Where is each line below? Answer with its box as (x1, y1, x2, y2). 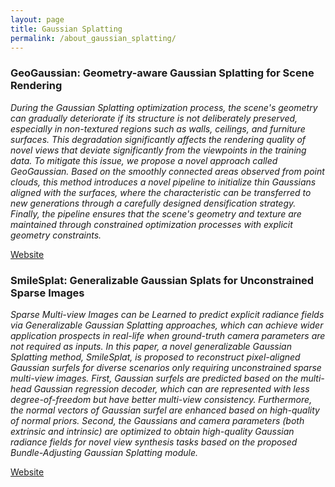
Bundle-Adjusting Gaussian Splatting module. (10, 446, 199, 458)
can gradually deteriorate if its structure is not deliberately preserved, (10, 112, 298, 124)
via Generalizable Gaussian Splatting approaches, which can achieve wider (10, 319, 324, 331)
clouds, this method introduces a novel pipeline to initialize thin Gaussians (10, 176, 317, 188)
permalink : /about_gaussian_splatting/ (10, 33, 177, 43)
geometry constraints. (10, 229, 102, 241)
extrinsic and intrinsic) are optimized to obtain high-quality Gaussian (10, 425, 295, 437)
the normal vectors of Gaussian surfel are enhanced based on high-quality (10, 404, 320, 416)
